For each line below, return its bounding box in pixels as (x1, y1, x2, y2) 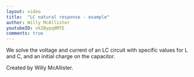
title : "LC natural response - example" (6, 14, 110, 20)
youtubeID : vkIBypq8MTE (6, 25, 65, 31)
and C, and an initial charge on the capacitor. (6, 53, 115, 60)
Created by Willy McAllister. (6, 64, 73, 71)
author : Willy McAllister (6, 19, 70, 25)
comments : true (6, 31, 44, 36)
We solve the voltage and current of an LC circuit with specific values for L (6, 46, 188, 53)
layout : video (6, 8, 41, 15)
